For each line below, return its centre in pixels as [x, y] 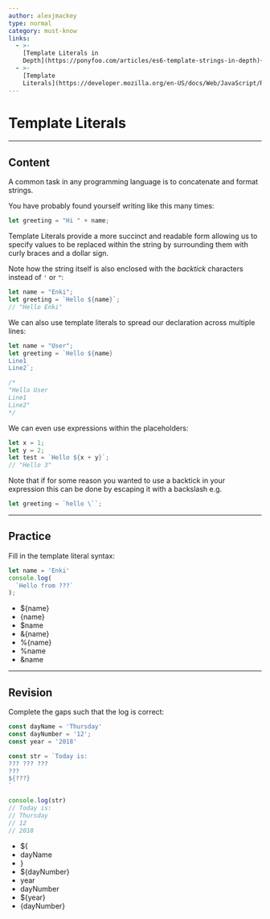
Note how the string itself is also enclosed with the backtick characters [126, 269]
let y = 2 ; [27, 450]
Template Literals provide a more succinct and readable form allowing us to [133, 236]
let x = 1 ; [27, 443]
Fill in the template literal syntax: [61, 555]
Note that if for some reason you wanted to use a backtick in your [117, 480]
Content [29, 162]
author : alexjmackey [43, 16]
